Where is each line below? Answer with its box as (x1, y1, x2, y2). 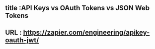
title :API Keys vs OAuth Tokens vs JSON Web (5, 4, 150, 12)
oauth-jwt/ (5, 36, 39, 44)
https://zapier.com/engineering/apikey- (23, 28, 150, 36)
